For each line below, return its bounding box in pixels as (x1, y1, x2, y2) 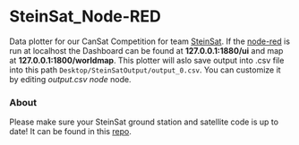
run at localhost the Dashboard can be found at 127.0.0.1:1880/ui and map (9, 45, 284, 55)
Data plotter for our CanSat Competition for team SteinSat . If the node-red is (9, 36, 291, 47)
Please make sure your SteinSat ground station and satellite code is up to (9, 116, 279, 127)
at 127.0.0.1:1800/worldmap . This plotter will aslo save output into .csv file (9, 55, 285, 65)
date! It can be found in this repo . (9, 126, 132, 137)
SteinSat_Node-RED (9, 6, 161, 27)
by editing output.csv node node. (9, 73, 132, 84)
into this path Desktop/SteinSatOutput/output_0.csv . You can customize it (9, 64, 281, 75)
